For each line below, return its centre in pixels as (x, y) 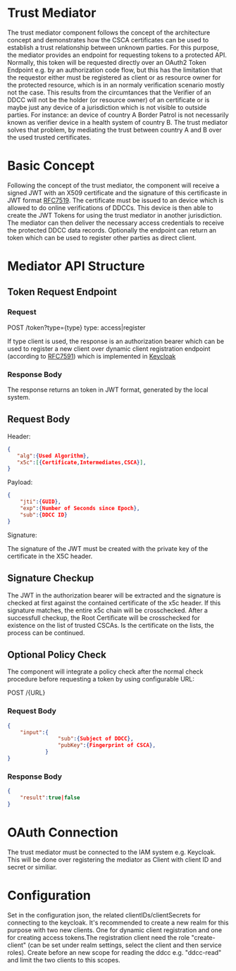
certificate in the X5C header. (50, 556)
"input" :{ (35, 732)
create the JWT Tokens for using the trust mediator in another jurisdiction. (115, 215)
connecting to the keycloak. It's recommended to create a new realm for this (118, 922)
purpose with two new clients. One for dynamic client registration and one (115, 930)
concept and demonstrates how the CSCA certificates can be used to (108, 39)
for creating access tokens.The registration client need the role (99, 937)
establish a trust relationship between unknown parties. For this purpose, (113, 47)
